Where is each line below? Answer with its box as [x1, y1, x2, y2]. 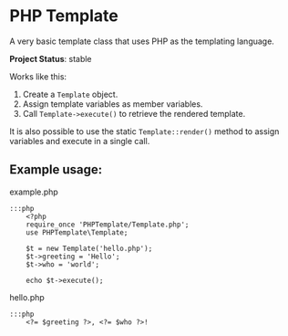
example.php [9, 186, 59, 197]
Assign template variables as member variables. [22, 98, 203, 110]
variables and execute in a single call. [9, 135, 150, 146]
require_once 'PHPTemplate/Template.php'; [26, 220, 190, 229]
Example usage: [9, 162, 103, 178]
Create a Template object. [22, 89, 118, 100]
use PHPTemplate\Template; [26, 227, 129, 237]
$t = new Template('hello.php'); [26, 244, 153, 253]
